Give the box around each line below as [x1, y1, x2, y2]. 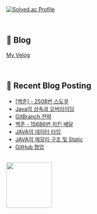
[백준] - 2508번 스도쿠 [15, 97, 69, 105]
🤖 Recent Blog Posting [6, 81, 92, 91]
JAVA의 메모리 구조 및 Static [15, 136, 83, 143]
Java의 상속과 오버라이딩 [15, 105, 75, 112]
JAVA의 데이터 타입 [15, 128, 61, 135]
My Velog [6, 51, 30, 58]
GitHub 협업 [15, 143, 44, 150]
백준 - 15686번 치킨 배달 [15, 120, 74, 128]
